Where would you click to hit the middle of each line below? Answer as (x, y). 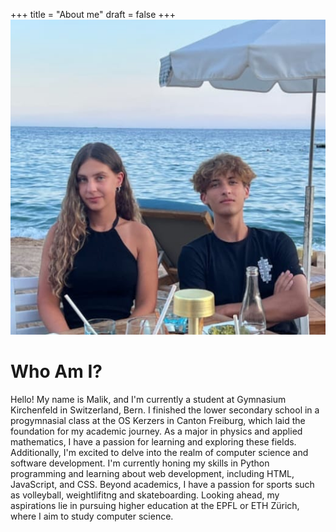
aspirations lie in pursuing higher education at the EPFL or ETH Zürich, (155, 505)
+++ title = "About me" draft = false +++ (93, 14)
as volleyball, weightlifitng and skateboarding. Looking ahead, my (145, 495)
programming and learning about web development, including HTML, (152, 473)
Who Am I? (56, 371)
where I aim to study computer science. (92, 516)
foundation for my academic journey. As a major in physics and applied (156, 431)
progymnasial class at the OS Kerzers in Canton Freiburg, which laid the (158, 420)
